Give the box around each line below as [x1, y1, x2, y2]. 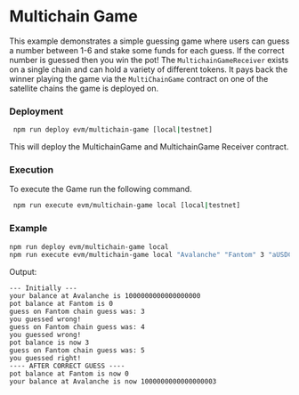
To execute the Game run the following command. [9, 184, 193, 195]
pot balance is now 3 [9, 338, 90, 348]
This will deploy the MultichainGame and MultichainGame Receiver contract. [9, 141, 289, 152]
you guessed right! [9, 354, 82, 363]
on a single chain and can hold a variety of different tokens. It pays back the [9, 64, 288, 75]
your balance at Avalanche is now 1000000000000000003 [9, 377, 217, 386]
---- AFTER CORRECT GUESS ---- [9, 362, 125, 371]
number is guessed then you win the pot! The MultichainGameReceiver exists [9, 54, 289, 65]
